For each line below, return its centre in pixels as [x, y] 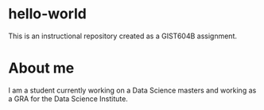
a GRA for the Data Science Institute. [68, 98]
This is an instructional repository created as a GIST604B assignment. [122, 36]
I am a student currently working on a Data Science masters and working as [132, 90]
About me [41, 68]
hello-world [48, 14]
